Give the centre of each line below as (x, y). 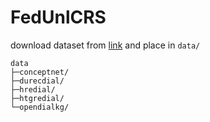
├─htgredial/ (37, 98)
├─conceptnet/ (40, 72)
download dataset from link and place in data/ (105, 45)
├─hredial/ (33, 89)
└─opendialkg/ (40, 107)
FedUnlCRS (58, 17)
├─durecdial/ (37, 81)
